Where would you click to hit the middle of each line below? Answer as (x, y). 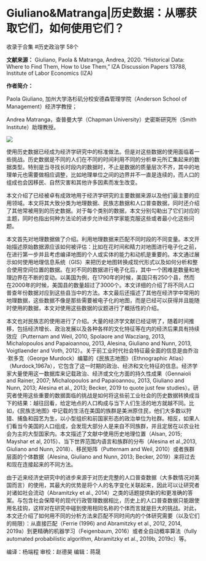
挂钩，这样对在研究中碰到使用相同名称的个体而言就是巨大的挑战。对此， (108, 508)
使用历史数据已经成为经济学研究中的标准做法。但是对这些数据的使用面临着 (100, 151)
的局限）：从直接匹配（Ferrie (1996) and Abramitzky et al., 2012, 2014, (94, 523)
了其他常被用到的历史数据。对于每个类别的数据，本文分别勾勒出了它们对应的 (103, 210)
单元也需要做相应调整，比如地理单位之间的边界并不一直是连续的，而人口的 (105, 174)
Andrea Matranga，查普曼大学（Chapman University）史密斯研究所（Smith (101, 119)
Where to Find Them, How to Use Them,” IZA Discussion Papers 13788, (97, 66)
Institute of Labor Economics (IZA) (50, 73)
